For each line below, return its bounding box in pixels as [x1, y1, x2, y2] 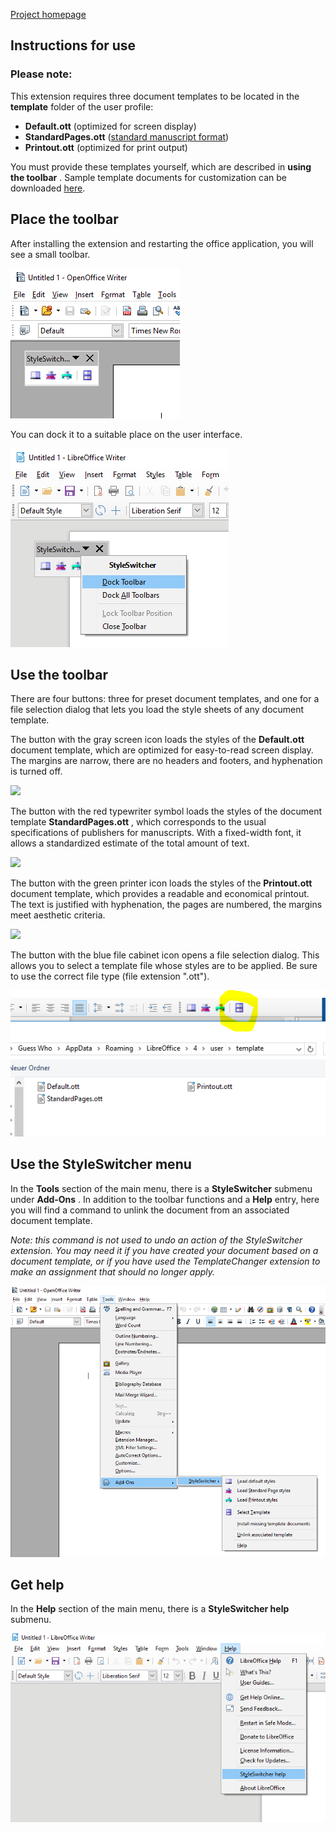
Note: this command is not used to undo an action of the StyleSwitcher [10, 1234, 303, 1246]
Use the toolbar [10, 666, 109, 683]
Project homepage [10, 9, 87, 20]
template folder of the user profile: [10, 100, 154, 113]
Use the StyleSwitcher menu [10, 1156, 192, 1173]
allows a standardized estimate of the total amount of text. [10, 837, 250, 849]
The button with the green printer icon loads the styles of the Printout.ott [10, 877, 313, 889]
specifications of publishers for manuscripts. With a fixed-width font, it [10, 827, 302, 839]
